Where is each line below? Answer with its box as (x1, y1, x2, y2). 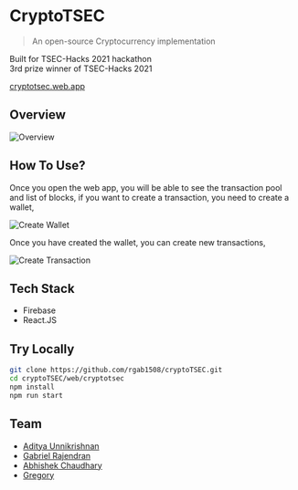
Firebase (22, 305, 57, 316)
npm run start (9, 391, 64, 400)
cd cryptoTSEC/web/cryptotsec (9, 374, 125, 383)
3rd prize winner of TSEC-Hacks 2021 (9, 63, 153, 74)
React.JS (22, 315, 58, 326)
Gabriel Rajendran (22, 450, 91, 461)
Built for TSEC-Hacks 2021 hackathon (9, 53, 153, 64)
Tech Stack (9, 280, 75, 297)
